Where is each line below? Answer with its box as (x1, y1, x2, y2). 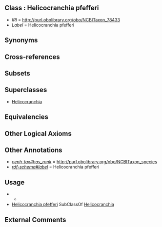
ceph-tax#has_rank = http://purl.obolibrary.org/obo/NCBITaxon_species (11, 159, 157, 165)
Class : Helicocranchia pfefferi (4, 4, 99, 12)
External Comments (4, 215, 66, 224)
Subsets (4, 69, 30, 77)
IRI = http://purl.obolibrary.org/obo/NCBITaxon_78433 (11, 17, 121, 22)
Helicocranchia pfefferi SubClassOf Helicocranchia (11, 202, 114, 208)
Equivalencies (4, 113, 48, 121)
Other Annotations (4, 146, 62, 154)
